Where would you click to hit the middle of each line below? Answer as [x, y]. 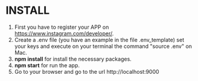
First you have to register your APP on [62, 27]
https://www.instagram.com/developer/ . [64, 33]
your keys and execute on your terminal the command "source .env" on [103, 46]
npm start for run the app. [47, 65]
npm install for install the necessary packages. [73, 59]
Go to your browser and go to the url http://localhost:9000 [87, 71]
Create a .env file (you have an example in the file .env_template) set [99, 40]
